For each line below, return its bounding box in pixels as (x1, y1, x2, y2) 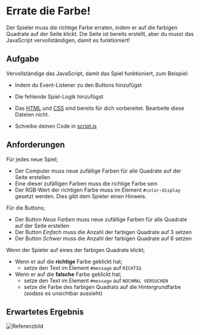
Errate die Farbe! (6, 4, 91, 18)
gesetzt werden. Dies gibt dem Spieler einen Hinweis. (14, 192, 147, 199)
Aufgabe (6, 54, 39, 64)
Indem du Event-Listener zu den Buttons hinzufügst (14, 81, 142, 88)
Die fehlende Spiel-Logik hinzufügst (14, 93, 103, 100)
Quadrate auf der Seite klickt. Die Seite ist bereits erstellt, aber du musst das (6, 30, 194, 37)
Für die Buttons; (6, 204, 46, 211)
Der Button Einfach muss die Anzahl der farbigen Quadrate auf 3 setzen (14, 228, 192, 235)
